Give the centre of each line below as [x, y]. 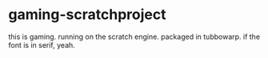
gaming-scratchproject [87, 15]
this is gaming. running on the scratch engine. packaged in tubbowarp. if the [134, 37]
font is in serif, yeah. [42, 44]
